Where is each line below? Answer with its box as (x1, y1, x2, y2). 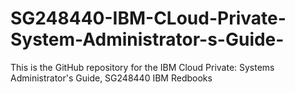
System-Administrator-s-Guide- (10, 28, 285, 51)
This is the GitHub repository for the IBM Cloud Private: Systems (10, 61, 275, 73)
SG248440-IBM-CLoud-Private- (10, 7, 287, 30)
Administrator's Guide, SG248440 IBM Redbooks (10, 72, 213, 84)
